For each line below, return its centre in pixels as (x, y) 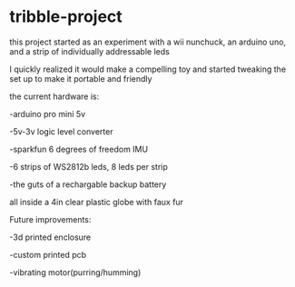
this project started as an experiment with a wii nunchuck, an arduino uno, (148, 42)
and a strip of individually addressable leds (89, 51)
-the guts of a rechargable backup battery (88, 184)
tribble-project (66, 17)
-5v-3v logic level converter (61, 131)
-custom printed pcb (48, 254)
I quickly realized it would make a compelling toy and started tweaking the (148, 69)
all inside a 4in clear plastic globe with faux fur (97, 202)
